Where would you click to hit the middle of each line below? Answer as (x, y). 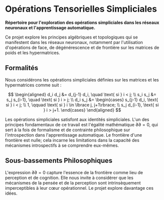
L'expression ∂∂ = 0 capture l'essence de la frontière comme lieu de (74, 172)
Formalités (22, 68)
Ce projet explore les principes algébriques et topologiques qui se (71, 37)
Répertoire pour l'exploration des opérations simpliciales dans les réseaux (82, 22)
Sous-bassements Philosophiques (59, 161)
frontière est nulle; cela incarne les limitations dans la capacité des (72, 140)
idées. (11, 193)
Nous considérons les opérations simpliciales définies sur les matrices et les (82, 80)
